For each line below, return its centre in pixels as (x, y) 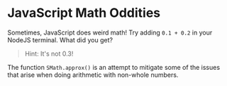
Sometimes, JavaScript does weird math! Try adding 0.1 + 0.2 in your (110, 32)
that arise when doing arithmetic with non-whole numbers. (93, 75)
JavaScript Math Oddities (84, 13)
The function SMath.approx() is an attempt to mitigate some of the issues (114, 67)
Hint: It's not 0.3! (49, 54)
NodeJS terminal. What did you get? (60, 39)
